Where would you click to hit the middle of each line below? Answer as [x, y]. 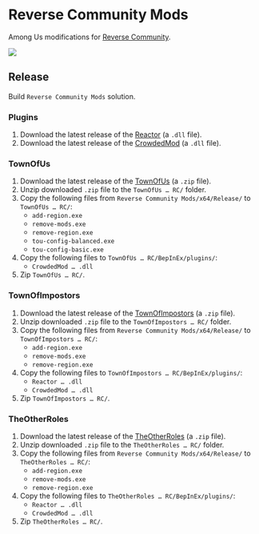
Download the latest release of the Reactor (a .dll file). [111, 135]
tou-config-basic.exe [68, 250]
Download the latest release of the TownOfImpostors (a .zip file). [128, 313]
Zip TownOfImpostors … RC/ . [65, 398]
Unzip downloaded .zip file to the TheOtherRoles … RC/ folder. [122, 444]
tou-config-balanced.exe [73, 242]
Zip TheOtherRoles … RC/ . [61, 521]
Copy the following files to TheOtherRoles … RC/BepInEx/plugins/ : [128, 496]
